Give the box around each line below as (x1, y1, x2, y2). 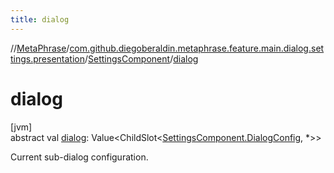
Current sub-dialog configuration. (10, 151, 149, 163)
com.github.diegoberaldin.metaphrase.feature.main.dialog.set (69, 42, 325, 54)
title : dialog (10, 14, 70, 25)
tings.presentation (10, 52, 85, 65)
